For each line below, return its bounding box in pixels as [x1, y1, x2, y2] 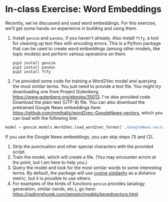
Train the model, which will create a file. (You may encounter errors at [12, 154, 156, 160]
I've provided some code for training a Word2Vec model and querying [12, 78, 156, 84]
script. [12, 149, 26, 155]
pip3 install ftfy [12, 69, 51, 74]
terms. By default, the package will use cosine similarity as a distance [12, 170, 156, 176]
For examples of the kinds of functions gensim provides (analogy [12, 181, 145, 187]
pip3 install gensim [12, 60, 55, 65]
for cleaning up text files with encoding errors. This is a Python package [12, 40, 161, 46]
